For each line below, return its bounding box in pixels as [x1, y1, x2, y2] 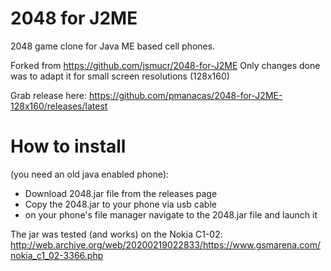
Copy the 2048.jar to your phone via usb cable [24, 198, 217, 210]
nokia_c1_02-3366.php [10, 249, 104, 261]
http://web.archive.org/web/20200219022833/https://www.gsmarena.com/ [10, 238, 321, 251]
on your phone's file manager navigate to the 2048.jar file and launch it [24, 208, 318, 221]
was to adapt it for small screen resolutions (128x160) [10, 70, 230, 82]
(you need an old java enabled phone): [10, 168, 170, 180]
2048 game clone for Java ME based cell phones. [10, 40, 216, 52]
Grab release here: [10, 89, 88, 101]
